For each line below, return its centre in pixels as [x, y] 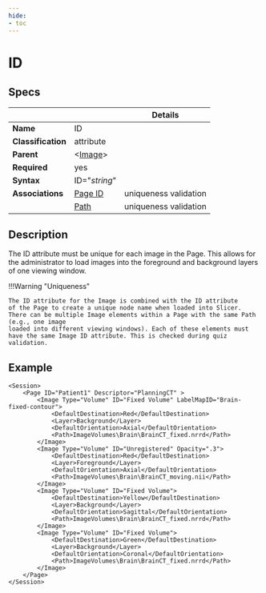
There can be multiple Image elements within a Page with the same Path [132, 315]
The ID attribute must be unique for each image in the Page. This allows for [132, 254]
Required [30, 167]
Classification [39, 141]
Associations [38, 193]
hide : [17, 16]
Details [165, 114]
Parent [25, 154]
